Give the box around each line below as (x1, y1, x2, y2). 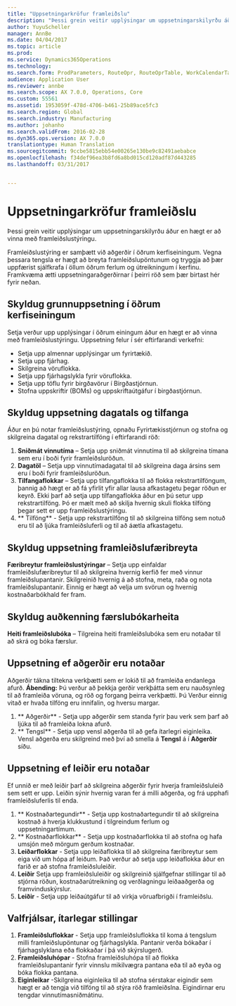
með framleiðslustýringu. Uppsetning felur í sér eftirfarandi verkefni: (7, 335, 204, 344)
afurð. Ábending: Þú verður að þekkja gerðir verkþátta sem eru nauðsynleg (7, 684, 225, 692)
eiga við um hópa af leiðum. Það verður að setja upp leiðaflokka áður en (17, 855, 225, 863)
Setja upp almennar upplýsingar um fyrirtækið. (17, 349, 152, 358)
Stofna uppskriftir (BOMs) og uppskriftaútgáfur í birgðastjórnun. (17, 386, 202, 395)
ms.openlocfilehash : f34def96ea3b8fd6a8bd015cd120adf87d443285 (7, 154, 197, 162)
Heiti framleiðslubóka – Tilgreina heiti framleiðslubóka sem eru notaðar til (7, 629, 221, 638)
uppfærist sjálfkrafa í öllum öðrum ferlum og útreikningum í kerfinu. (7, 263, 202, 271)
